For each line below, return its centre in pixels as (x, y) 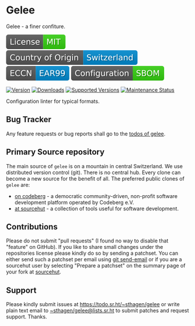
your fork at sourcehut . (34, 272)
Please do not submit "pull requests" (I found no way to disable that (87, 241)
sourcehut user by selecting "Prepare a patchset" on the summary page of (96, 266)
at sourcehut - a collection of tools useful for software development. (97, 209)
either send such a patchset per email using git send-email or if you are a (94, 259)
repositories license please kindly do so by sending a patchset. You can (92, 253)
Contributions (32, 226)
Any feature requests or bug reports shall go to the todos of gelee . (86, 133)
